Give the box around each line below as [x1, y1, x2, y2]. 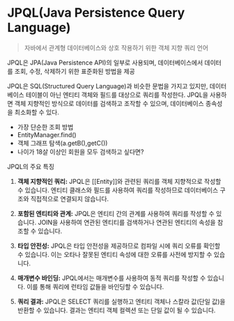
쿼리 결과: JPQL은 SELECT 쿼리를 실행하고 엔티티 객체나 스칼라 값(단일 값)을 [17, 297, 226, 306]
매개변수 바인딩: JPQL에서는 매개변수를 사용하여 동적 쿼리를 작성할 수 [17, 274, 206, 282]
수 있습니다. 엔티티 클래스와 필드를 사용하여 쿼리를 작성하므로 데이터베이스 [17, 186, 219, 194]
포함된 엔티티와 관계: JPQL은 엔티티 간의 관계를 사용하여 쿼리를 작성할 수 [17, 209, 214, 217]
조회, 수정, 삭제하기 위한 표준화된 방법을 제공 [14, 67, 136, 75]
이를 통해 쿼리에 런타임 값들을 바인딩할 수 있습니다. [26, 282, 164, 290]
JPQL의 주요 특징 [7, 162, 54, 171]
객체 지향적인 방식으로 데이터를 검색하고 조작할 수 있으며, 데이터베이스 [14, 99, 204, 107]
